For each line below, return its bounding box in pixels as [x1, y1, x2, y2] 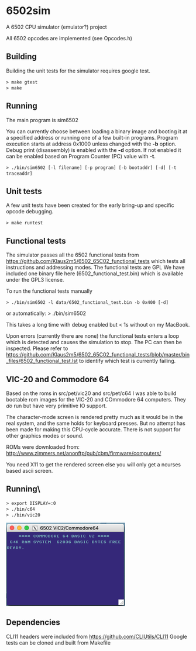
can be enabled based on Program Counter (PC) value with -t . [6, 153, 156, 160]
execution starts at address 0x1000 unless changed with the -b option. [6, 140, 177, 147]
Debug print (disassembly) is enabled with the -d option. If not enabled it [6, 146, 181, 153]
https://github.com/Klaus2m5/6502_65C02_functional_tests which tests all [6, 258, 186, 265]
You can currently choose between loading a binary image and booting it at [6, 127, 188, 135]
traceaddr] [6, 171, 33, 176]
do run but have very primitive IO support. [6, 402, 107, 409]
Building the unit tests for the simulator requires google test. [6, 67, 151, 74]
